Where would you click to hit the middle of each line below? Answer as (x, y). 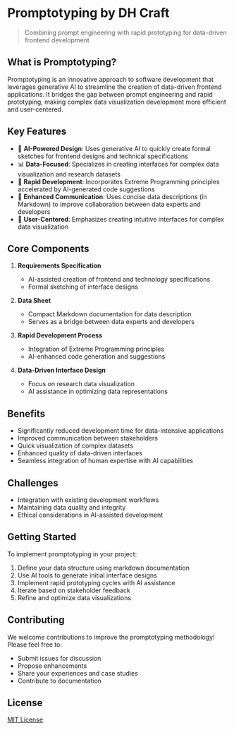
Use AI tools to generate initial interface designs (87, 575)
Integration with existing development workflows (88, 500)
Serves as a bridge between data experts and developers (111, 322)
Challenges (33, 483)
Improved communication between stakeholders (88, 438)
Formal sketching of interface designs (83, 287)
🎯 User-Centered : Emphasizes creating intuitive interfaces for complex (121, 219)
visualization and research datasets (69, 174)
